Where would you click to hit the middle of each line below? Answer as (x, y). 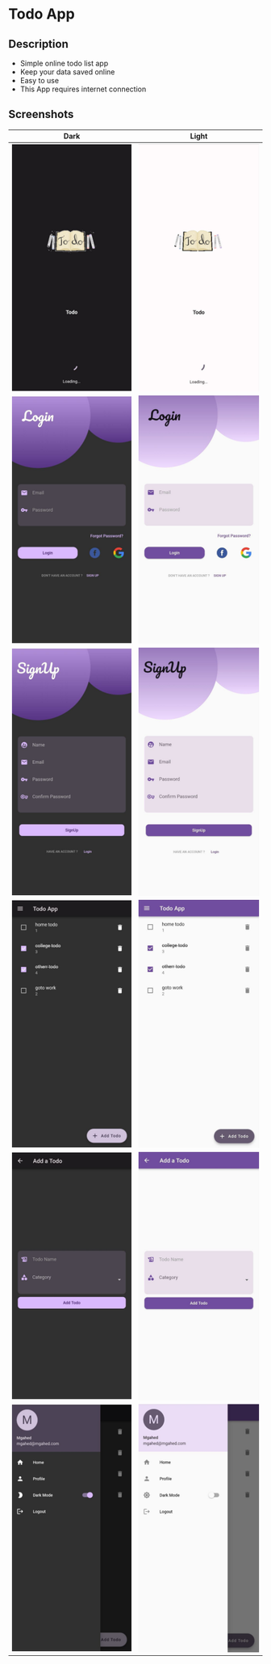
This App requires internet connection (83, 89)
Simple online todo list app (64, 63)
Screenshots (41, 114)
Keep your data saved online (67, 72)
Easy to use (39, 80)
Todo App (42, 14)
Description (38, 44)
